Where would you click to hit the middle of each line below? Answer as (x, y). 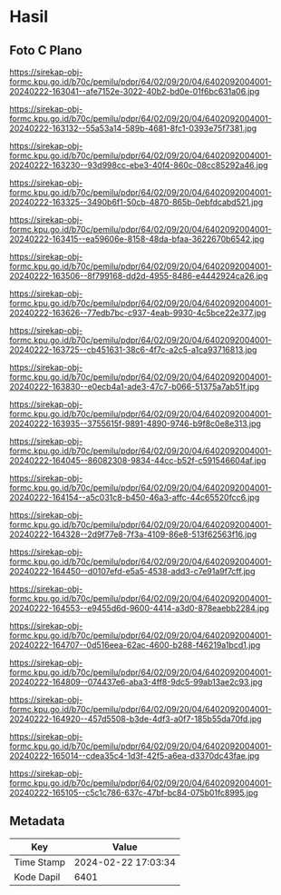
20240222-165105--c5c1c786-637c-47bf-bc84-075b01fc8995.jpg (134, 793)
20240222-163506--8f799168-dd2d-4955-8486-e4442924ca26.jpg (139, 276)
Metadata (37, 821)
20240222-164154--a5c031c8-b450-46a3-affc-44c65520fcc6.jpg (135, 497)
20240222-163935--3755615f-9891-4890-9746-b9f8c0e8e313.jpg (135, 423)
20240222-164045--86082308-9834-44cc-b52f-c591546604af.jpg (138, 460)
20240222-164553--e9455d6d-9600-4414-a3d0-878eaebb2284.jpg (140, 608)
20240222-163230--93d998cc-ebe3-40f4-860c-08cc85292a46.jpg (139, 165)
